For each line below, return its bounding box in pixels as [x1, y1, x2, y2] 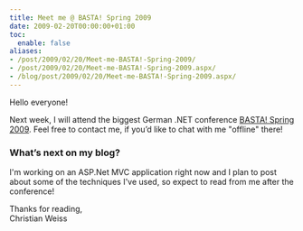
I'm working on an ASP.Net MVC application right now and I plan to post [9, 167, 278, 178]
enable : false [17, 38, 71, 48]
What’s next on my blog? [9, 146, 120, 159]
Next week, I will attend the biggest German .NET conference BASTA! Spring [9, 114, 295, 125]
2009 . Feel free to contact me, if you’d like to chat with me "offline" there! [9, 124, 283, 134]
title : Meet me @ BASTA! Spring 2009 [9, 13, 152, 23]
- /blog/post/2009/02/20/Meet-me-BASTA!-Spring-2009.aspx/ [9, 72, 237, 81]
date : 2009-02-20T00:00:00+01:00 [9, 22, 136, 31]
